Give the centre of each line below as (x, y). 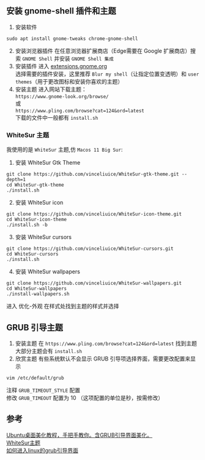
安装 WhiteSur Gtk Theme (48, 163)
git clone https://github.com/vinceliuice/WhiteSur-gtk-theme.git (93, 174)
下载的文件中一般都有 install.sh (57, 117)
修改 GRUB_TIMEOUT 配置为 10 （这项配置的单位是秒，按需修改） (85, 397)
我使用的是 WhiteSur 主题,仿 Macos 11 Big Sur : (65, 150)
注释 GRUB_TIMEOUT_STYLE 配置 (43, 390)
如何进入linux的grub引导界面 (42, 450)
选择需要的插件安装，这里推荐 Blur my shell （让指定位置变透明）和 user (107, 74)
